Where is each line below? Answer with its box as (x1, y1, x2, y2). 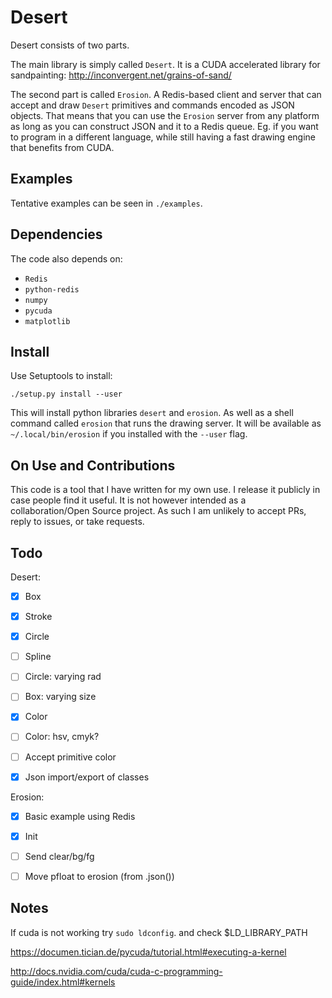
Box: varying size (24, 691, 97, 703)
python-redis (24, 284, 80, 295)
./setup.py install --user (10, 389, 123, 400)
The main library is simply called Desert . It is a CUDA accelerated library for (10, 58, 321, 70)
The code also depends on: (10, 252, 123, 265)
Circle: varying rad (24, 671, 102, 683)
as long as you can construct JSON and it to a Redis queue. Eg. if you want (10, 120, 319, 132)
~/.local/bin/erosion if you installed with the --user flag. (10, 428, 248, 440)
